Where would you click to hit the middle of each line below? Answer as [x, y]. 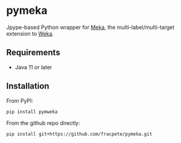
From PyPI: [20, 101]
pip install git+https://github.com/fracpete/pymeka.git [79, 134]
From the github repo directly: [43, 123]
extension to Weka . [30, 33]
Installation [28, 86]
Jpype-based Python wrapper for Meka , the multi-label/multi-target [91, 27]
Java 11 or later [33, 67]
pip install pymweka [32, 112]
